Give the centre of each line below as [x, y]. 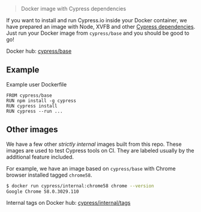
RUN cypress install [32, 106]
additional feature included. [40, 157]
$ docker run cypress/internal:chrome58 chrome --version [80, 186]
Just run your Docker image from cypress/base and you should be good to [98, 33]
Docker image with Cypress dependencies [73, 9]
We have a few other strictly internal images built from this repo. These [94, 144]
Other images [32, 129]
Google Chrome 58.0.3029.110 [43, 192]
